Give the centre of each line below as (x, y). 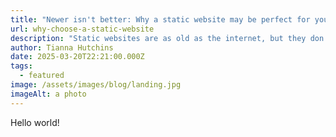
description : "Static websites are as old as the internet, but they (158, 38)
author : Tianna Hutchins (62, 47)
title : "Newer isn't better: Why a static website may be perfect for (160, 19)
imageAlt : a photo (48, 94)
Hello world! (35, 122)
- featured (42, 76)
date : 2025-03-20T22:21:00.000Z (77, 57)
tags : (21, 66)
